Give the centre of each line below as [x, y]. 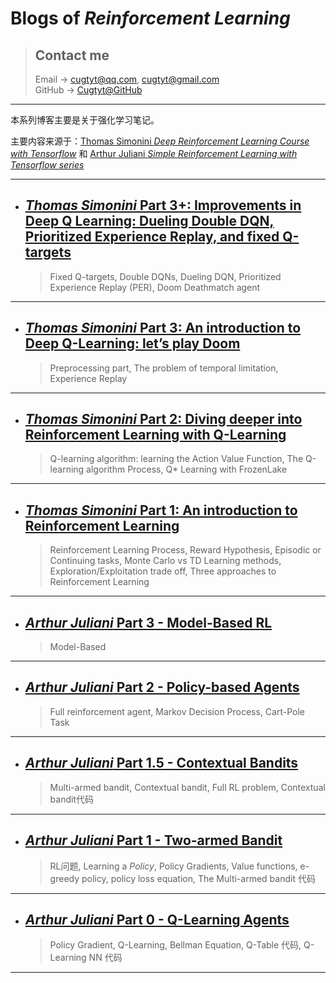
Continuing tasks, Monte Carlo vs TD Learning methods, [165, 561]
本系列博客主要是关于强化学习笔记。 [85, 120]
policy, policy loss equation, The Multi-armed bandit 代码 [198, 878]
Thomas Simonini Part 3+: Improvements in [163, 205]
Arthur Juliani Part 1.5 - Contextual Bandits [161, 763]
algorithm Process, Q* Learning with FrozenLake [187, 469]
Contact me [72, 55]
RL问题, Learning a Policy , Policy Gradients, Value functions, [173, 866]
